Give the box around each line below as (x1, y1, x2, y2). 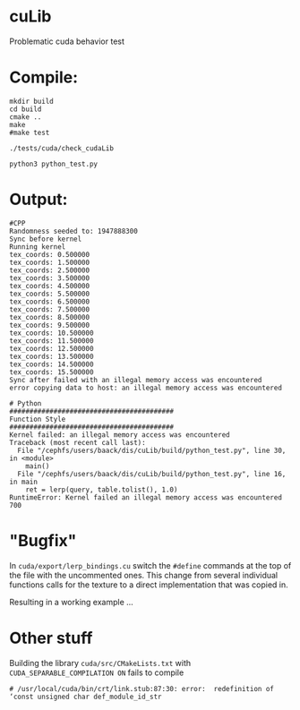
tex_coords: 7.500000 (9, 304, 90, 314)
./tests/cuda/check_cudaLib (9, 143, 115, 153)
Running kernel (9, 242, 66, 252)
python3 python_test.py (9, 159, 99, 168)
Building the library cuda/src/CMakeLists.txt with (9, 657, 192, 668)
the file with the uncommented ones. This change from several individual (9, 569, 279, 580)
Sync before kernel (9, 235, 82, 244)
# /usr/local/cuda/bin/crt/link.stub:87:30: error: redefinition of (9, 684, 275, 693)
